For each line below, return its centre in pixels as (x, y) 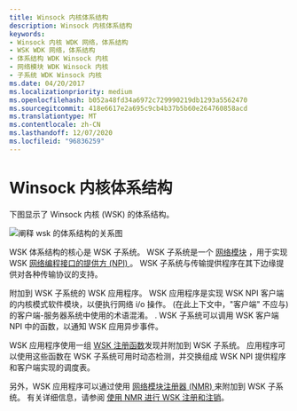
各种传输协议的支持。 (63, 274)
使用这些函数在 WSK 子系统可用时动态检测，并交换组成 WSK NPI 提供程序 (151, 356)
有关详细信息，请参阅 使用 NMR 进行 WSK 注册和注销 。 (128, 397)
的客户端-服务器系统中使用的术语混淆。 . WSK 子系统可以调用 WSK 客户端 (144, 315)
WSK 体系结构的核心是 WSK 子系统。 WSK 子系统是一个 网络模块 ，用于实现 (148, 252)
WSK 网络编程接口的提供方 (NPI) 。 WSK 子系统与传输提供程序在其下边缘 (143, 263)
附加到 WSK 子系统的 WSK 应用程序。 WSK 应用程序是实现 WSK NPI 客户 (143, 293)
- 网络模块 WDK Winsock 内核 (59, 67)
